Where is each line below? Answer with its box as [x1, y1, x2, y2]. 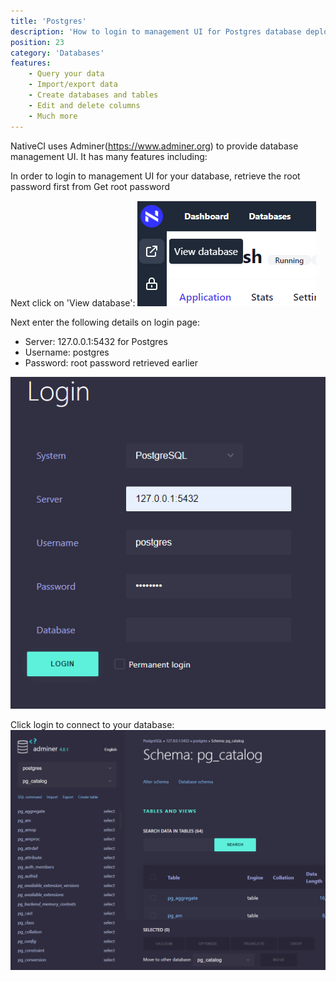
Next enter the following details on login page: [10, 316, 201, 328]
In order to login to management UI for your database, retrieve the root [10, 170, 301, 182]
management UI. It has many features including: [10, 150, 208, 162]
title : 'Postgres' [10, 16, 87, 26]
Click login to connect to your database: [10, 718, 175, 730]
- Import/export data [28, 80, 118, 90]
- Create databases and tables [28, 90, 159, 100]
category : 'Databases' [10, 48, 105, 58]
